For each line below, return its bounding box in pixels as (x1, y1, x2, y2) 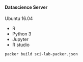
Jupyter (12, 36, 29, 43)
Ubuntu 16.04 (5, 15, 33, 22)
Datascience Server (5, 4, 48, 10)
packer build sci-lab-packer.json (5, 52, 78, 57)
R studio (12, 42, 30, 48)
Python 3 (12, 31, 32, 37)
